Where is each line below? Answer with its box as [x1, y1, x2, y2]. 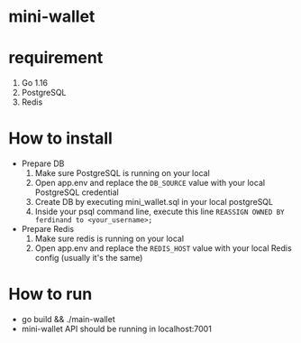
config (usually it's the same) [34, 253, 143, 264]
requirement [8, 48, 104, 69]
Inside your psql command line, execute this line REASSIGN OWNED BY [34, 206, 285, 218]
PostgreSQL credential [34, 187, 119, 198]
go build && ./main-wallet [21, 314, 115, 324]
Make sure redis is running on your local [34, 233, 185, 245]
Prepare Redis [21, 224, 74, 235]
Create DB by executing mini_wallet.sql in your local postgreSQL [34, 197, 274, 208]
